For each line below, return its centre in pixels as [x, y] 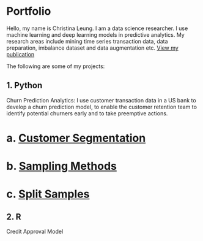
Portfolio [29, 11]
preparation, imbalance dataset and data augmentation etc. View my [92, 48]
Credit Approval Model [35, 232]
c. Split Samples [48, 194]
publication [20, 54]
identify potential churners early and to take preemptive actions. [87, 113]
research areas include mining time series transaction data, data [87, 41]
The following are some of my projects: [56, 66]
